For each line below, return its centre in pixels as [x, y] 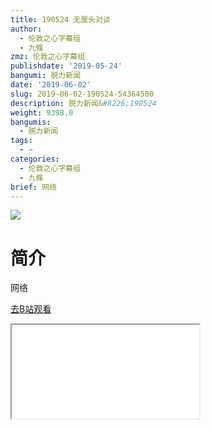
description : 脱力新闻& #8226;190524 [83, 103]
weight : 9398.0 [42, 112]
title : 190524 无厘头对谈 [60, 19]
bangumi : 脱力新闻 [46, 76]
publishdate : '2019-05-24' [66, 66]
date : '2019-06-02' [51, 85]
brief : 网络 [33, 187]
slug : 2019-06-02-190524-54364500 [82, 94]
